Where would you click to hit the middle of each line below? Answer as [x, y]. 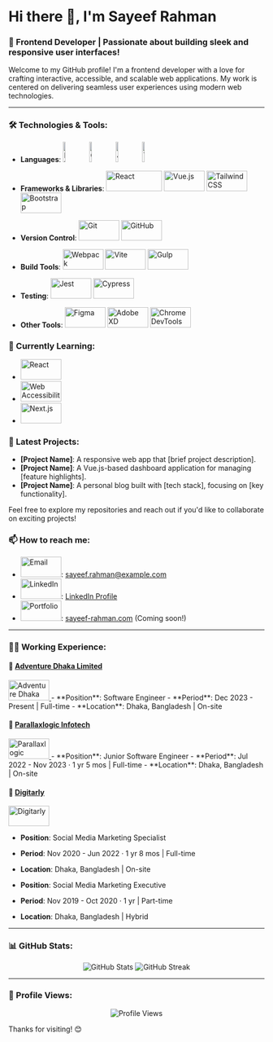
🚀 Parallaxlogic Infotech [50, 725]
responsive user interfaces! [64, 52]
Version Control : [48, 237]
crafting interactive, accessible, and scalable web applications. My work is [133, 79]
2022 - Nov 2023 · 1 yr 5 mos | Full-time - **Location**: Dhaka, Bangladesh [136, 765]
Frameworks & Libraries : [62, 188]
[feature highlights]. [53, 477]
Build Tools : [40, 266]
